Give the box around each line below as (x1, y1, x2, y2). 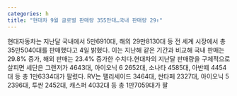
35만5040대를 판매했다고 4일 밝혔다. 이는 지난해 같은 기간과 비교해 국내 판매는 (7, 46, 225, 54)
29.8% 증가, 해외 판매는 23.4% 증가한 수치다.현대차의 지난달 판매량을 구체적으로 (7, 54, 231, 63)
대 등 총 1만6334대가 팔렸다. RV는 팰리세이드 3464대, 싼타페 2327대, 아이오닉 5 (7, 71, 230, 81)
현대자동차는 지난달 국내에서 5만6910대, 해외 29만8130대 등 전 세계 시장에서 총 (7, 36, 226, 46)
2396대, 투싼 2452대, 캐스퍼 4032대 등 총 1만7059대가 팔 (7, 81, 168, 89)
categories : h (7, 10, 50, 18)
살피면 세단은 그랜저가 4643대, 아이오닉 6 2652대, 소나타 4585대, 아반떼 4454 (7, 63, 227, 71)
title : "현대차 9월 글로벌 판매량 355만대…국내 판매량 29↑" (7, 17, 163, 24)
